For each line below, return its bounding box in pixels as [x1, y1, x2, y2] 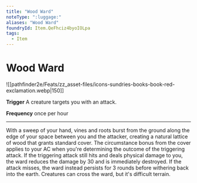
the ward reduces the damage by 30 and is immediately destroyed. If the [6, 158, 182, 165]
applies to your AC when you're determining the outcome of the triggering [6, 145, 185, 152]
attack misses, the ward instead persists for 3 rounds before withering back [6, 164, 189, 171]
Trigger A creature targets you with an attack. [6, 98, 117, 105]
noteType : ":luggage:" [6, 14, 62, 20]
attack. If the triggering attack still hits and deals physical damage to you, [6, 151, 183, 159]
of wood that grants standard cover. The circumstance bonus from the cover [6, 139, 191, 146]
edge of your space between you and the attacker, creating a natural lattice [6, 133, 188, 140]
